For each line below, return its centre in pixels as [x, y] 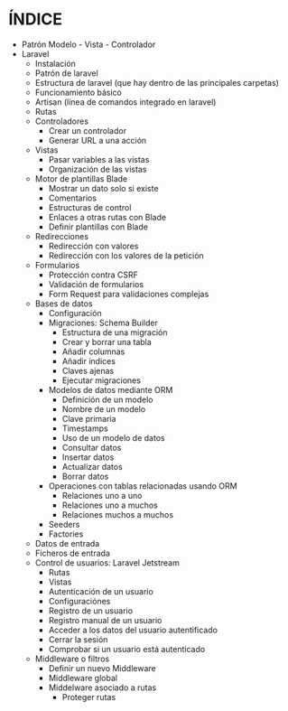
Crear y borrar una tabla [107, 341]
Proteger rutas [89, 697]
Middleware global [83, 678]
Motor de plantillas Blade [81, 178]
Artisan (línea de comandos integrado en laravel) [125, 102]
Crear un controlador [88, 130]
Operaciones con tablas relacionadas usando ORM [143, 486]
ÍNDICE [36, 19]
